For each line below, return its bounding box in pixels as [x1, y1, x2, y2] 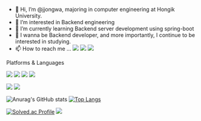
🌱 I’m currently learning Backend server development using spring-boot [15, 25, 194, 32]
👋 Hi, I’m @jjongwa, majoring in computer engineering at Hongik [15, 6, 175, 13]
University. [15, 12, 42, 19]
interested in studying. [15, 38, 71, 45]
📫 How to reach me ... [15, 45, 71, 52]
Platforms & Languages [6, 59, 65, 66]
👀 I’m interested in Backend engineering [15, 19, 115, 25]
